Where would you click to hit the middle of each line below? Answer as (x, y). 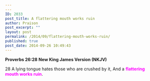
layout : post (18, 32)
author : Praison (21, 23)
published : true (21, 41)
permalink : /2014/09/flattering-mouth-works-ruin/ (58, 37)
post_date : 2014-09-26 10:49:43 (38, 46)
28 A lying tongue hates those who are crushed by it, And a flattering (75, 69)
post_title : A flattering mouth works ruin (50, 18)
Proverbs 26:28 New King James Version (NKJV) (56, 59)
